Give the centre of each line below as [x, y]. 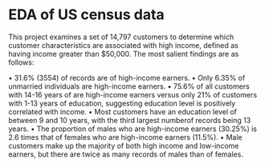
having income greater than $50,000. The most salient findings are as [124, 54]
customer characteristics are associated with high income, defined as [123, 45]
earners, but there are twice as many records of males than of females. [126, 154]
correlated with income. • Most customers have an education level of [123, 111]
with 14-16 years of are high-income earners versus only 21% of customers [133, 94]
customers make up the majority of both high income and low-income [124, 145]
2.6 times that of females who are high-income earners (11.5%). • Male [125, 137]
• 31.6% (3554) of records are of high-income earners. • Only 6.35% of [127, 78]
